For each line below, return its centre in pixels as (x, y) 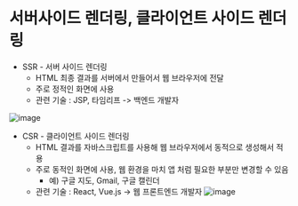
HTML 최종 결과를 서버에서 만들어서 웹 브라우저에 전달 (129, 77)
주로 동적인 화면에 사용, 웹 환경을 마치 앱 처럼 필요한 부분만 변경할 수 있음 (162, 169)
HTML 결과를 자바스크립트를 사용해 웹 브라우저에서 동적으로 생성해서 (154, 147)
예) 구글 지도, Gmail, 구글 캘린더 (104, 180)
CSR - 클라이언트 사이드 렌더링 (76, 136)
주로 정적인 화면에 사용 (75, 89)
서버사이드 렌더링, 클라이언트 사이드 (132, 18)
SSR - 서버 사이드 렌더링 (65, 67)
